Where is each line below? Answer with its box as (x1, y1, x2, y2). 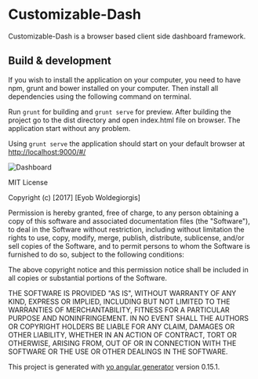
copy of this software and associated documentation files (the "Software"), (8, 216, 251, 225)
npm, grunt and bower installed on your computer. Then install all (8, 83, 219, 93)
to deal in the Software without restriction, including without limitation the (8, 224, 245, 234)
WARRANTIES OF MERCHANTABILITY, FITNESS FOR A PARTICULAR (8, 304, 230, 315)
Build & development (8, 54, 111, 67)
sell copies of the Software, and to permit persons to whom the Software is (8, 241, 251, 250)
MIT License (8, 177, 49, 187)
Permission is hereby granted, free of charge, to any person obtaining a (8, 208, 239, 217)
